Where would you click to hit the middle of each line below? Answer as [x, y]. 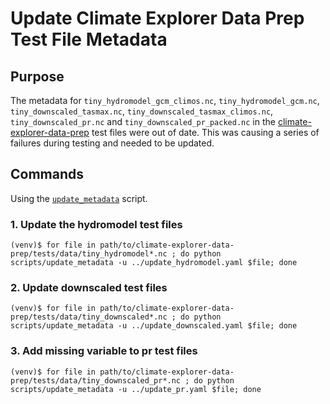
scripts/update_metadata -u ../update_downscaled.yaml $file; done [154, 326]
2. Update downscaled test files [89, 288]
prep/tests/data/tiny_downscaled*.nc [89, 317]
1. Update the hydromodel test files [96, 224]
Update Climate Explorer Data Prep [157, 18]
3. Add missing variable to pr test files [104, 351]
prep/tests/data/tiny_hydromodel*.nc [89, 254]
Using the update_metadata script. [79, 198]
